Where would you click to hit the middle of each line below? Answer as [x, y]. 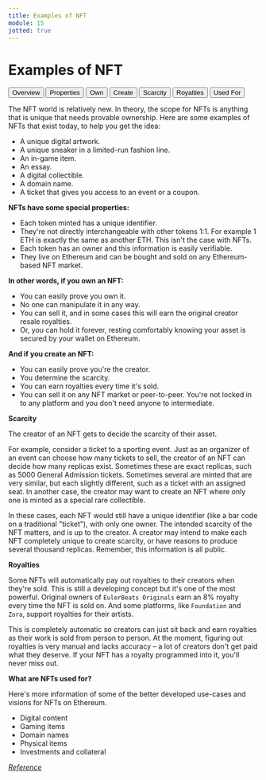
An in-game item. [48, 158]
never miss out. [33, 663]
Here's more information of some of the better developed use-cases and [127, 694]
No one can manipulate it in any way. [80, 305]
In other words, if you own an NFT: [66, 281]
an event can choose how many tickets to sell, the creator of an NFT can [127, 458]
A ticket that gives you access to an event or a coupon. [110, 193]
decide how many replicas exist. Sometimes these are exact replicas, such [130, 466]
